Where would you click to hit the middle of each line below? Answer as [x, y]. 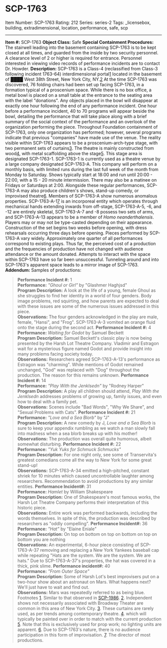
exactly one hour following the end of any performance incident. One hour [81, 106]
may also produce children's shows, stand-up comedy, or [80, 191]
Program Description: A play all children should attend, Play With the [88, 391]
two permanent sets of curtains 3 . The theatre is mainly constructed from [80, 148]
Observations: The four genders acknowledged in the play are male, [88, 317]
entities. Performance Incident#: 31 [54, 486]
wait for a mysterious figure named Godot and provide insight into [85, 348]
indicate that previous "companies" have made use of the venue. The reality [83, 137]
